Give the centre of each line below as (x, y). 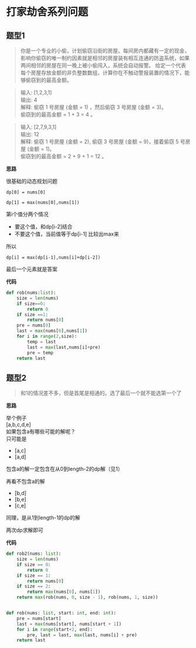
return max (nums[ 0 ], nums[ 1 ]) (64, 592)
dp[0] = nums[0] (26, 192)
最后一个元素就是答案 (32, 269)
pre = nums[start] (39, 618)
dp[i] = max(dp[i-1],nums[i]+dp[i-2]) (53, 257)
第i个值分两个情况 (27, 214)
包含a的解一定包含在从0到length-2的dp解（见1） (65, 469)
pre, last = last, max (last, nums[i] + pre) (82, 635)
